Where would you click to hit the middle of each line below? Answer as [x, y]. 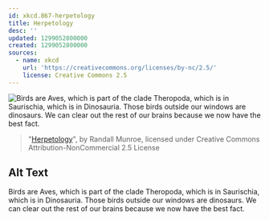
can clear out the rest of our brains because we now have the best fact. [126, 209]
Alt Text [28, 173]
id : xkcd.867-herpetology [51, 16]
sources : [23, 53]
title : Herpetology [41, 23]
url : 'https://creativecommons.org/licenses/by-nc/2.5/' [120, 68]
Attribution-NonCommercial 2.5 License [94, 147]
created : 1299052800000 [48, 46]
